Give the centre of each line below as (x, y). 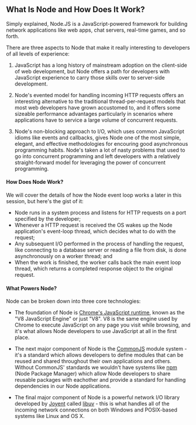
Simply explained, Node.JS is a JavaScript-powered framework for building (97, 23)
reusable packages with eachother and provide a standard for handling (100, 380)
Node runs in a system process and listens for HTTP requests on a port (100, 212)
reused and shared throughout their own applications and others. (93, 361)
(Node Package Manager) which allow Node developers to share (92, 373)
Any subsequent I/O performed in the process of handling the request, (99, 244)
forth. (13, 36)
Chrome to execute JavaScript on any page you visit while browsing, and (102, 325)
